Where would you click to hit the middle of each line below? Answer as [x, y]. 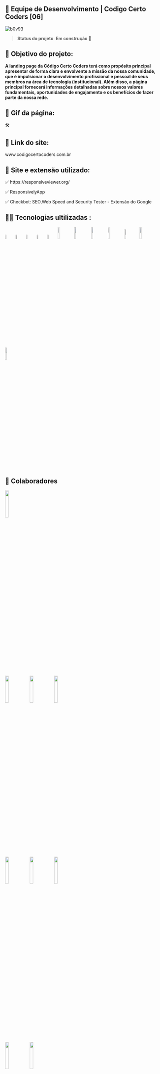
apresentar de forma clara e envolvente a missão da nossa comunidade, [80, 71]
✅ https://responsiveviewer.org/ [37, 182]
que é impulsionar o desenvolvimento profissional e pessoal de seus [77, 76]
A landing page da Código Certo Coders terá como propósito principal [78, 66]
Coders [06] [24, 17]
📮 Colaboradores [32, 481]
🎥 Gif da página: [30, 113]
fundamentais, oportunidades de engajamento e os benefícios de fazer [79, 92]
